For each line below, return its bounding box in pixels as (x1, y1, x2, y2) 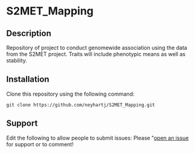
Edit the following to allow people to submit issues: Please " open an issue (6, 134, 189, 141)
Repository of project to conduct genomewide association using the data (6, 44, 187, 51)
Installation (6, 74, 50, 85)
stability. (6, 57, 27, 64)
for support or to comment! (6, 140, 74, 148)
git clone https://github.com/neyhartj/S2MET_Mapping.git (6, 102, 155, 108)
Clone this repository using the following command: (6, 90, 135, 97)
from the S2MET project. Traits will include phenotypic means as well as (6, 51, 186, 58)
